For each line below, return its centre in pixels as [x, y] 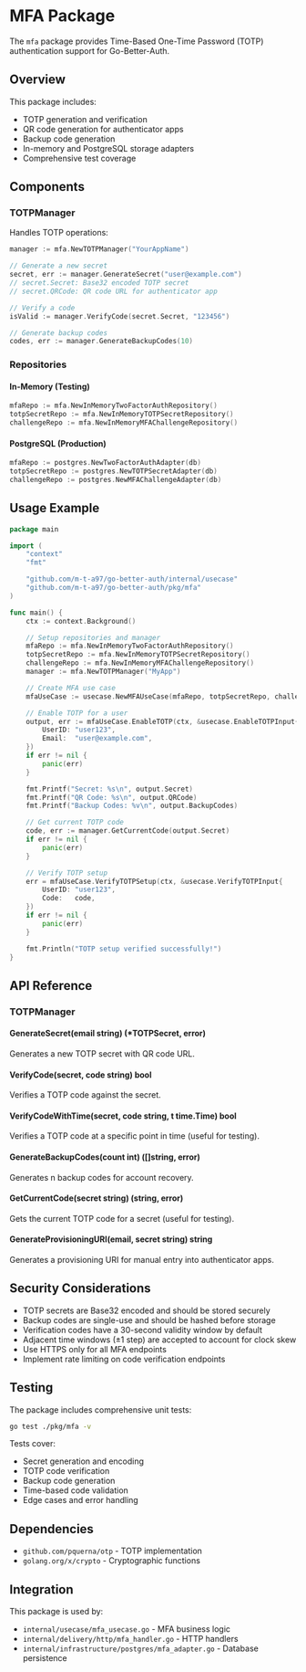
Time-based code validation [76, 1490]
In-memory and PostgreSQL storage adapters [108, 148]
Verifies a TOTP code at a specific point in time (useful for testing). [134, 1136]
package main [34, 529]
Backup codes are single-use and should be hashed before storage [149, 1320]
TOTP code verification [66, 1471]
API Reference [51, 986]
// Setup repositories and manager [93, 637]
